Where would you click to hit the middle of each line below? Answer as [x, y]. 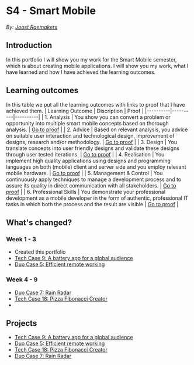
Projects [22, 323]
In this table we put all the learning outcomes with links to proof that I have [96, 104]
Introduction [29, 45]
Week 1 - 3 [21, 239]
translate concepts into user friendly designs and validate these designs [93, 148]
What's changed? [39, 222]
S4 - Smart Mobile [51, 11]
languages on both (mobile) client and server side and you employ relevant [96, 167]
